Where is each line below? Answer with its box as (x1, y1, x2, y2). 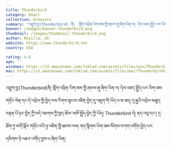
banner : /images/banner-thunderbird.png (6, 26, 93, 32)
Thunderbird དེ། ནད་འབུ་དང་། (105, 110, 157, 116)
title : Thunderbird (6, 7, 47, 13)
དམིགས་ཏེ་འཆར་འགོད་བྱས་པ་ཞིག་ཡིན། (6, 136, 66, 142)
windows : (6, 64, 24, 69)
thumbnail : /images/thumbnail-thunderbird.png (6, 31, 106, 36)
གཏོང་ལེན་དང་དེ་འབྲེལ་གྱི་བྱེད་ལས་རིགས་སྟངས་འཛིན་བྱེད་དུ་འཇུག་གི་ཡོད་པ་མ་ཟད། (6, 98, 131, 104)
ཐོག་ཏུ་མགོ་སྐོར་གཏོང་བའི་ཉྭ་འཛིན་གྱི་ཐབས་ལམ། (6, 123, 79, 129)
